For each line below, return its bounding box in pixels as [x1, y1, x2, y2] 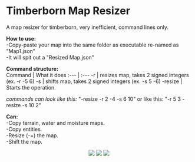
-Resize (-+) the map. [6, 131, 59, 139]
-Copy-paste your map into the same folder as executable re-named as [6, 41, 179, 48]
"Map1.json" [6, 47, 35, 54]
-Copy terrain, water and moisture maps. [6, 119, 105, 126]
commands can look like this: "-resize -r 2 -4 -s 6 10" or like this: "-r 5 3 [6, 95, 181, 103]
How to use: [6, 35, 37, 42]
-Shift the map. [6, 138, 42, 145]
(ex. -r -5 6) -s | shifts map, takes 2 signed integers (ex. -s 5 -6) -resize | [6, 78, 183, 85]
